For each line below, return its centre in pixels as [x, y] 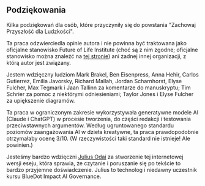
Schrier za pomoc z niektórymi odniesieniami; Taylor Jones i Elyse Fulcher [100, 94]
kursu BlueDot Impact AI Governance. [54, 176]
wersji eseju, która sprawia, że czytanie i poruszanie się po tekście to [94, 163]
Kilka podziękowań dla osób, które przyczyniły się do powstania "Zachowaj [101, 24]
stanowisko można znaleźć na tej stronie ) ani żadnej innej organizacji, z [96, 56]
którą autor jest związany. [39, 62]
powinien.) [20, 145]
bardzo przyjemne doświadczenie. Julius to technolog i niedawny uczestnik [102, 169]
